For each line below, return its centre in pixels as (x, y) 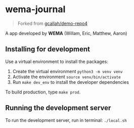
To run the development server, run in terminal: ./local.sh (66, 120)
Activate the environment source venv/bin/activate (66, 77)
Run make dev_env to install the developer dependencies (71, 82)
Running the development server (58, 108)
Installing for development (48, 49)
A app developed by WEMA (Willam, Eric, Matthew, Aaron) (66, 33)
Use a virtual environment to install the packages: (57, 61)
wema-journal (35, 9)
